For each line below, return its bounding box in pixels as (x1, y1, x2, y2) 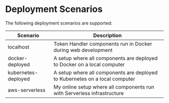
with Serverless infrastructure (53, 89, 124, 96)
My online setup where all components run (53, 83, 154, 90)
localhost (8, 43, 30, 50)
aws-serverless (8, 86, 46, 93)
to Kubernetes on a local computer (53, 75, 135, 82)
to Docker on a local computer (53, 61, 125, 68)
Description (93, 31, 122, 38)
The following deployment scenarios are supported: (5, 20, 113, 26)
